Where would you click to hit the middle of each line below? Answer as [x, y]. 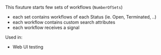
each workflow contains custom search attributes [64, 22]
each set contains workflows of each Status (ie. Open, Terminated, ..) [85, 17]
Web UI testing [28, 47]
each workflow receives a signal [46, 27]
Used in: [14, 37]
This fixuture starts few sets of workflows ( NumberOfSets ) [64, 7]
